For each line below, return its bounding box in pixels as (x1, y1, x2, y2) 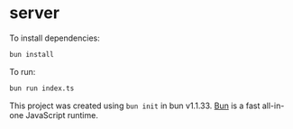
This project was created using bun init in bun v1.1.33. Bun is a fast (9, 100, 261, 111)
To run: (9, 66, 36, 77)
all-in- (261, 100, 285, 111)
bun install (9, 50, 54, 59)
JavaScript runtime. (25, 109, 99, 120)
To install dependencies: (9, 32, 101, 43)
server (9, 3, 60, 23)
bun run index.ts (9, 84, 75, 93)
